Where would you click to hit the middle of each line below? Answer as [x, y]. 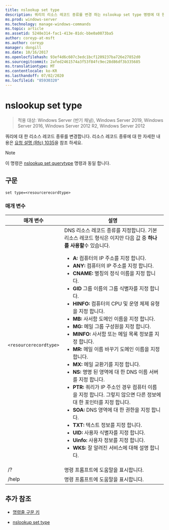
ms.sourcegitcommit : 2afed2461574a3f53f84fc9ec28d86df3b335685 [73, 62]
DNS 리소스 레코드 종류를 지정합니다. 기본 [111, 230]
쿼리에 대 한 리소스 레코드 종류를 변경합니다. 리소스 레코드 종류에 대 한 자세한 [80, 136]
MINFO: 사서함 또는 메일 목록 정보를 [113, 334]
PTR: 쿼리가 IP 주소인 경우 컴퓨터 [110, 387]
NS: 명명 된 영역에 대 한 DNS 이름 [110, 372]
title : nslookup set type [32, 10]
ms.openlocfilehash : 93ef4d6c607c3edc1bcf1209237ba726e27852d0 [73, 57]
